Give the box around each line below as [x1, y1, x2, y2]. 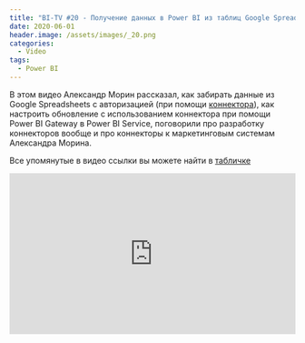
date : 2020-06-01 [9, 22, 75, 31]
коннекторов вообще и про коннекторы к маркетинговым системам [9, 127, 275, 138]
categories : [9, 38, 54, 48]
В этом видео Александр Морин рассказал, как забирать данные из [9, 88, 275, 100]
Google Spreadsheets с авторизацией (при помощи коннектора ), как [9, 98, 275, 109]
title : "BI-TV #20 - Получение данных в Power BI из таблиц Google [9, 13, 271, 23]
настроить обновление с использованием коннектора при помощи [9, 108, 271, 119]
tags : [9, 55, 30, 65]
